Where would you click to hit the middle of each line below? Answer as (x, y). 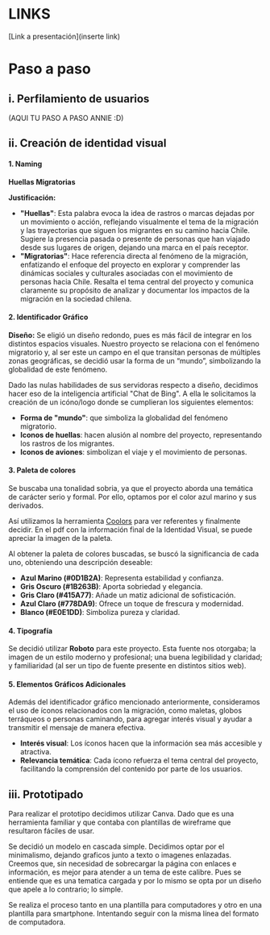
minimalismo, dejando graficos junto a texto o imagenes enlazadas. (120, 855)
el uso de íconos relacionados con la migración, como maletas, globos (125, 711)
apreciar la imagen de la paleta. (60, 538)
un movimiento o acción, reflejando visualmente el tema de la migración (139, 222)
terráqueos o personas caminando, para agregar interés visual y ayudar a (130, 719)
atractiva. (36, 752)
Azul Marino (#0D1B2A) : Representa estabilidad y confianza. (122, 578)
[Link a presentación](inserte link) (64, 36)
